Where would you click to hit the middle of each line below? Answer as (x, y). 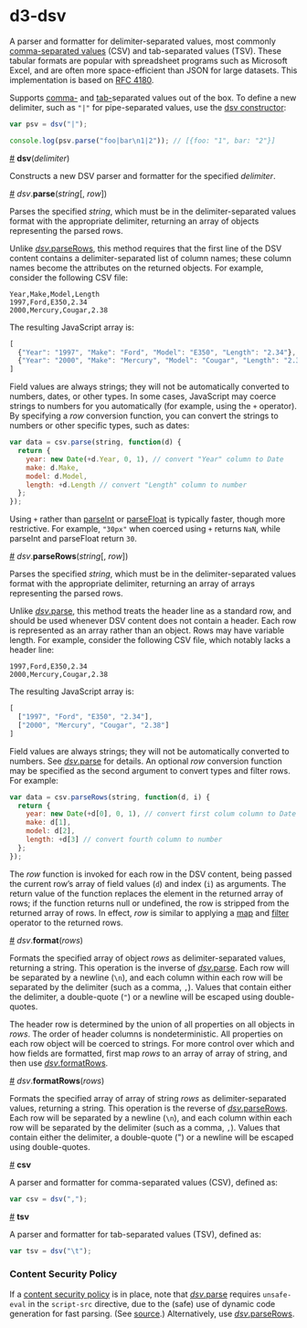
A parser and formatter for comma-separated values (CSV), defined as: (144, 1182)
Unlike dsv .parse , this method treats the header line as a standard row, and (151, 611)
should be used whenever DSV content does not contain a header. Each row (153, 621)
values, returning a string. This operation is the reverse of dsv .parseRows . (148, 1108)
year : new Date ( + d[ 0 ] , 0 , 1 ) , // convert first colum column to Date (161, 814)
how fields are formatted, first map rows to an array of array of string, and (148, 1053)
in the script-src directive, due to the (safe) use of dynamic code (152, 1303)
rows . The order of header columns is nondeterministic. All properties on (146, 1034)
